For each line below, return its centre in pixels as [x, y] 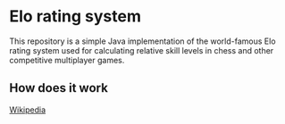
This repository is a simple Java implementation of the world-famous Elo [142, 41]
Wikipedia [28, 110]
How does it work [59, 88]
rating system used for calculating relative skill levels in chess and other [142, 50]
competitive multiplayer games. [67, 60]
